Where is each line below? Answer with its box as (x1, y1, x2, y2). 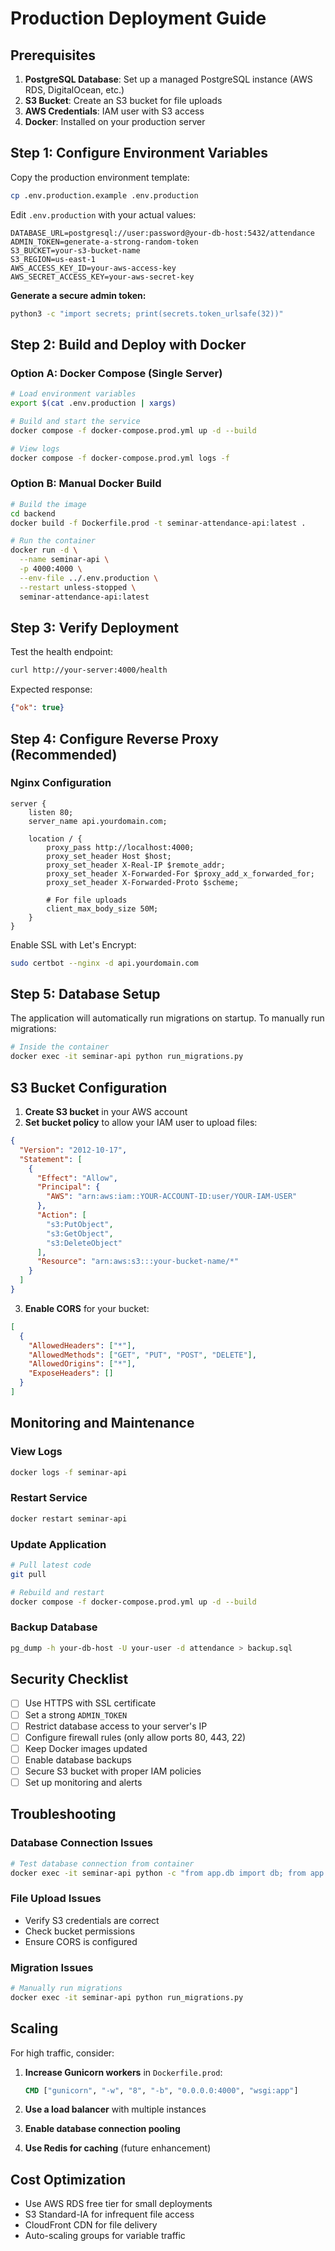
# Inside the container (10, 1042, 110, 1052)
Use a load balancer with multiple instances (24, 2103, 207, 2116)
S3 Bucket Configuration (10, 1079, 168, 1096)
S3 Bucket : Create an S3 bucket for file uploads (24, 95, 223, 106)
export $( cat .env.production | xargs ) (10, 398, 177, 409)
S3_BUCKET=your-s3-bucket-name (10, 245, 141, 256)
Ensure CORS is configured (24, 1935, 138, 1947)
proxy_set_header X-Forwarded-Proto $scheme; (46, 877, 240, 887)
